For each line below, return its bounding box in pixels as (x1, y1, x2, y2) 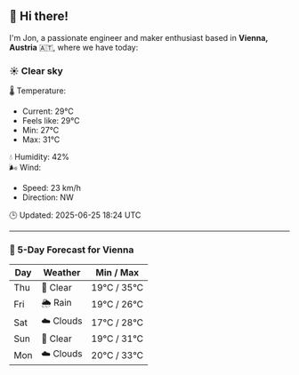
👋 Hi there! (9, 9, 69, 24)
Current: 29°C (21, 106, 74, 116)
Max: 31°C (21, 134, 61, 145)
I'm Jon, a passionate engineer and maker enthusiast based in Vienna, (9, 32, 269, 43)
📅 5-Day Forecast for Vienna (9, 243, 134, 256)
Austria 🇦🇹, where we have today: (9, 42, 139, 52)
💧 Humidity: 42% (9, 152, 69, 163)
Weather (43, 267, 81, 279)
